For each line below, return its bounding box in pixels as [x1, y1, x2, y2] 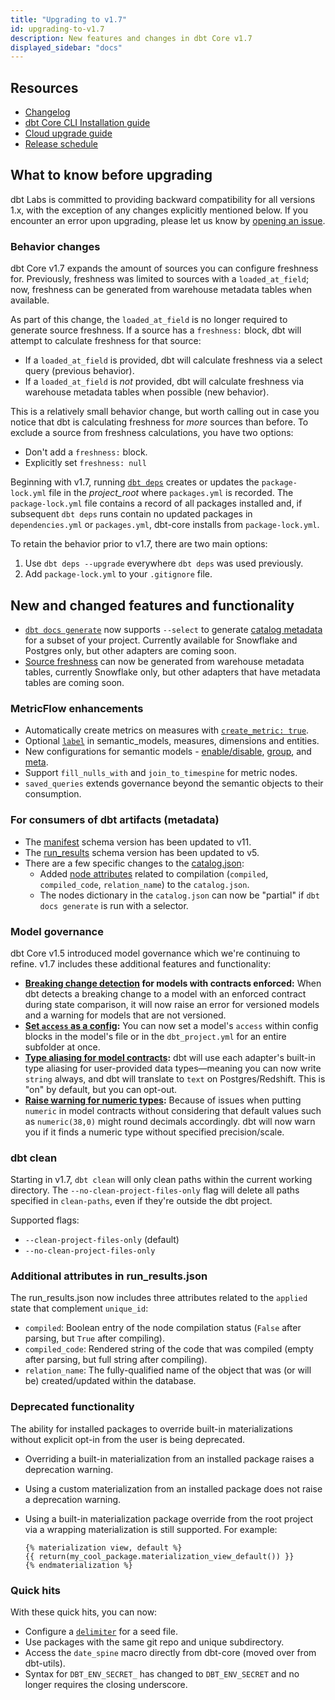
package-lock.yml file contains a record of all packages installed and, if [10, 497, 303, 510]
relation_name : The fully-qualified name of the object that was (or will [24, 1364, 312, 1376]
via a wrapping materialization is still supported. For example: [24, 1523, 278, 1535]
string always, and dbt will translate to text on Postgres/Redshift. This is [24, 1072, 326, 1085]
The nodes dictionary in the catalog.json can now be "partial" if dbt [39, 889, 320, 901]
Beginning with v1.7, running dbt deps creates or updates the [10, 476, 260, 488]
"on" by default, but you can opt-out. [24, 1083, 178, 1095]
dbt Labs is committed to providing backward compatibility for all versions [10, 193, 316, 205]
